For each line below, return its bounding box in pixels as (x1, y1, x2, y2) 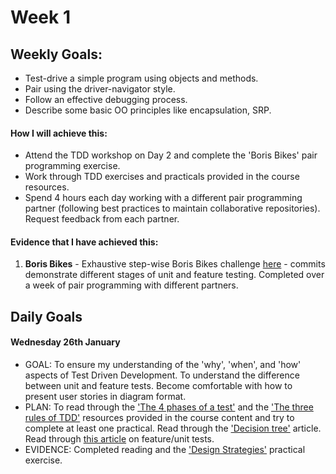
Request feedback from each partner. (24, 213, 180, 225)
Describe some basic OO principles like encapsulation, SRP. (24, 104, 272, 116)
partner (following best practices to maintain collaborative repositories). (24, 202, 321, 215)
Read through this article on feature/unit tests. (24, 433, 215, 445)
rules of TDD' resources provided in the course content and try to (24, 412, 295, 423)
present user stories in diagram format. (24, 391, 187, 402)
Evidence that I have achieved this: (10, 236, 159, 248)
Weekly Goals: (10, 46, 103, 63)
